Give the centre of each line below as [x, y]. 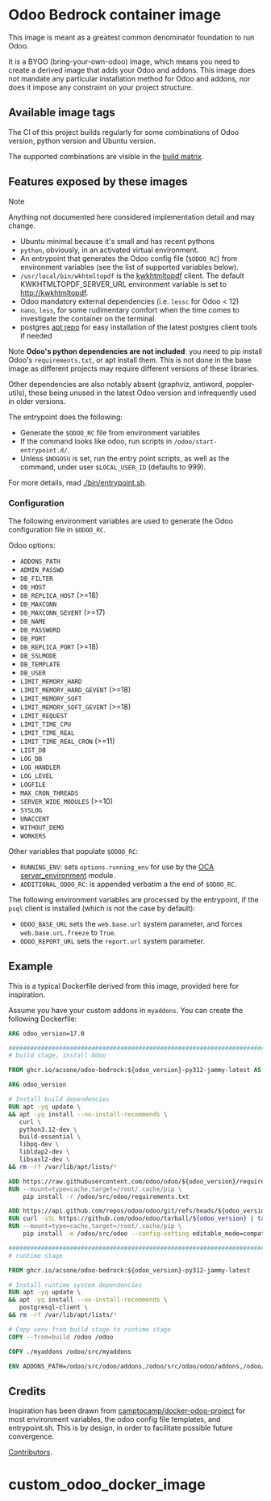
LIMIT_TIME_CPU [46, 725]
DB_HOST [33, 587]
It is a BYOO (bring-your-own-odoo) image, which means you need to [124, 61]
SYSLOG [31, 810]
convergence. [31, 1436]
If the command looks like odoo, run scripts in [96, 441]
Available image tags [62, 113]
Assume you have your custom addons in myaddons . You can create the [126, 1010]
